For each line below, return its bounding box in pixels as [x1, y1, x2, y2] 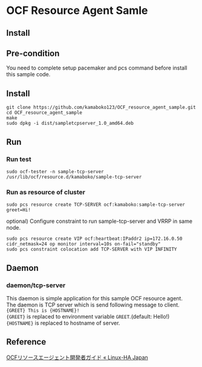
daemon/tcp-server [6, 281, 66, 289]
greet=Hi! [6, 207, 31, 213]
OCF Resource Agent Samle [6, 4, 148, 18]
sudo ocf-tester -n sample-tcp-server [6, 168, 104, 174]
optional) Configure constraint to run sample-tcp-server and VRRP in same [6, 217, 192, 225]
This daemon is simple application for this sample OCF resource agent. [6, 294, 183, 302]
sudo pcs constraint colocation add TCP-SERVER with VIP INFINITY [6, 246, 177, 253]
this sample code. [6, 71, 51, 78]
